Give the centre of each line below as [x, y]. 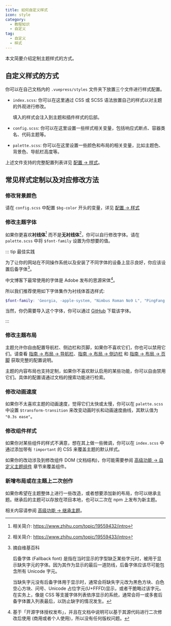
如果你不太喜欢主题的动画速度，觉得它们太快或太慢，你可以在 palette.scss [84, 403]
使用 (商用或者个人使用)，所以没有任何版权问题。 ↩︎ [76, 618]
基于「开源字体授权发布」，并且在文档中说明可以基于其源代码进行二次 [85, 612]
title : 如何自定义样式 [27, 10]
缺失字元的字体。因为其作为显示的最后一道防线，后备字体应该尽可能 [89, 565]
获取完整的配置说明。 [33, 360]
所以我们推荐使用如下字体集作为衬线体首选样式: [55, 291]
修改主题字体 [21, 222]
